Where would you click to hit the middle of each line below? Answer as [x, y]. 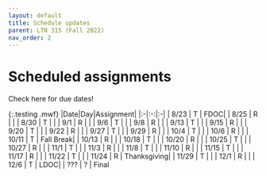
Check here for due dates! [51, 99]
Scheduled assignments [90, 77]
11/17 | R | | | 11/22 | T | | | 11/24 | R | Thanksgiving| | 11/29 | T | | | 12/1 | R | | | [132, 156]
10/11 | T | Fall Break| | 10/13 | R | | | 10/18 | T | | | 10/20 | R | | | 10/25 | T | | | [130, 140]
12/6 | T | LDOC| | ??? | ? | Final [59, 165]
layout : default [35, 15]
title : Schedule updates [49, 23]
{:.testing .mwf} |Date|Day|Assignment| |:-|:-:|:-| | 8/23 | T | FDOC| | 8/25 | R [133, 114]
